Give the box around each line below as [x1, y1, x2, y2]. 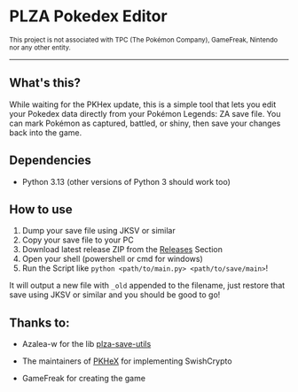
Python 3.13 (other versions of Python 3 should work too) [21, 176, 231, 187]
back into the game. [9, 127, 82, 138]
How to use [9, 202, 73, 217]
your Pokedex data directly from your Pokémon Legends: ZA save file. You [9, 108, 281, 119]
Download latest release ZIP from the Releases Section [21, 244, 223, 255]
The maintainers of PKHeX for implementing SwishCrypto [21, 356, 232, 366]
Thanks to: [9, 315, 70, 330]
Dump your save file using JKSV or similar [21, 226, 176, 236]
